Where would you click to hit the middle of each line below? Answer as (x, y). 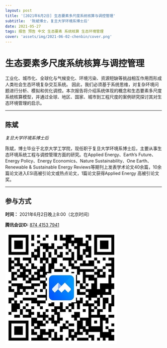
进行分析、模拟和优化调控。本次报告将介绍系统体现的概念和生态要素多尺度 (85, 90)
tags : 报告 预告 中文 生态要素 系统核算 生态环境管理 (54, 32)
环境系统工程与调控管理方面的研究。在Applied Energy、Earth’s (73, 155)
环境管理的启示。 (27, 103)
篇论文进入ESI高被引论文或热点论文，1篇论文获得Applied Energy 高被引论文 (82, 173)
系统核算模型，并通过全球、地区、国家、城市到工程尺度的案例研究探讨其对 (81, 96)
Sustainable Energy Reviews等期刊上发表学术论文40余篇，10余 (97, 167)
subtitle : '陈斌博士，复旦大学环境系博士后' (47, 21)
